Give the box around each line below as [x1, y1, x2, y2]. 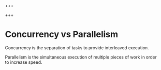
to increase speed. [5, 59, 43, 65]
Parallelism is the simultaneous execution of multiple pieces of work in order [5, 54, 157, 60]
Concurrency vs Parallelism [5, 29, 118, 40]
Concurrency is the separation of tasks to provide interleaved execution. [5, 44, 149, 51]
